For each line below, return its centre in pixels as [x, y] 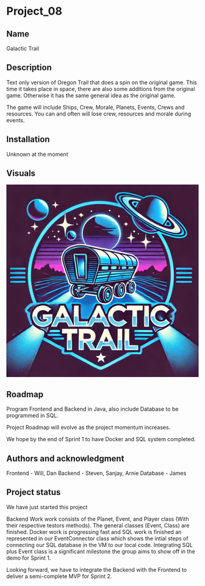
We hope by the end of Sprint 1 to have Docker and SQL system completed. [101, 439]
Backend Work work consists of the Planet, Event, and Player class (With [98, 519]
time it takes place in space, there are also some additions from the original [101, 89]
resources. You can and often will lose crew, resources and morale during [99, 114]
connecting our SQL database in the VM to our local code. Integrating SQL [100, 544]
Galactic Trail [23, 48]
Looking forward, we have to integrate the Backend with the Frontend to [97, 570]
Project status [34, 492]
